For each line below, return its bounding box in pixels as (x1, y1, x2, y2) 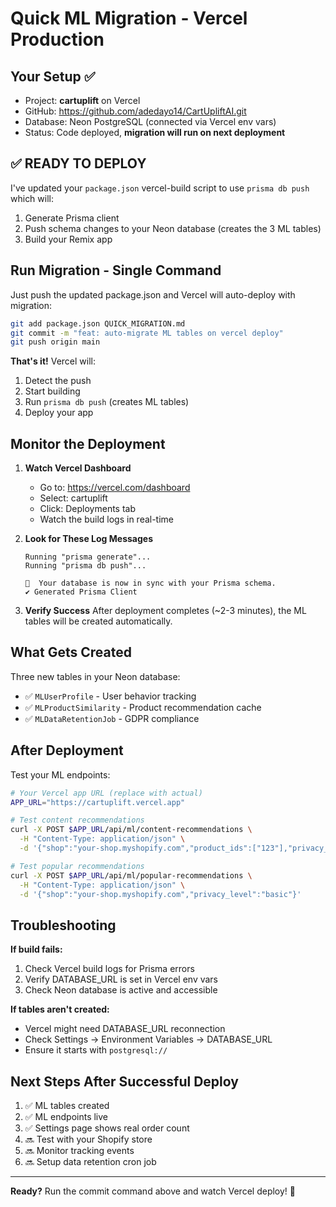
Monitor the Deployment (10, 435, 166, 452)
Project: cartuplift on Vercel (24, 95, 141, 106)
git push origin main (10, 337, 101, 347)
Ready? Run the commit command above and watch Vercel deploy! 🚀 (10, 1185, 296, 1197)
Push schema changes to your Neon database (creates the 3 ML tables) (24, 222, 322, 234)
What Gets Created (10, 644, 132, 661)
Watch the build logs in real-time (39, 513, 175, 526)
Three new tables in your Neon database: (10, 670, 181, 682)
